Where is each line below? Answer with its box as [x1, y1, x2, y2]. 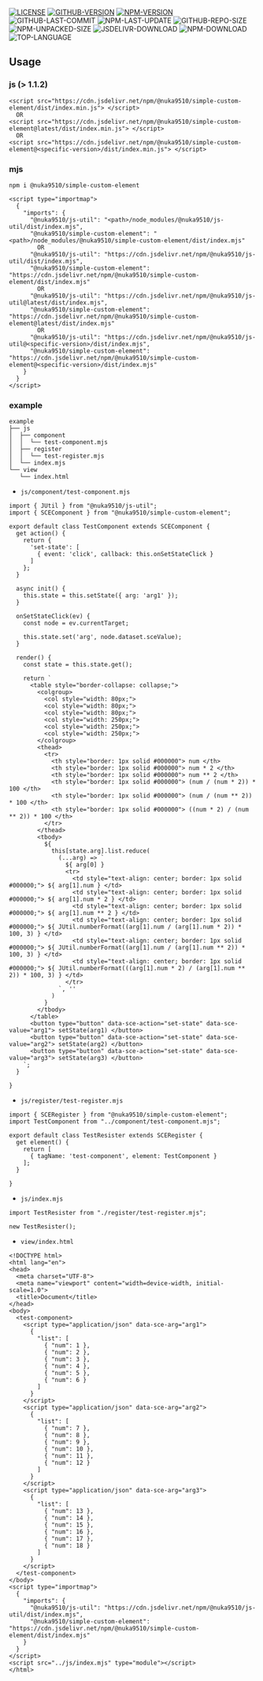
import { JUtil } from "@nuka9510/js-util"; [9, 502, 157, 510]
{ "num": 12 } [43, 1459, 91, 1467]
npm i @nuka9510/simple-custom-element [9, 181, 140, 189]
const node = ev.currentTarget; [23, 619, 129, 627]
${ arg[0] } [65, 861, 105, 869]
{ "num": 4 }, [43, 1362, 91, 1370]
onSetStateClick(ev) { [16, 612, 91, 621]
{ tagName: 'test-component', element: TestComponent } [29, 1152, 217, 1160]
